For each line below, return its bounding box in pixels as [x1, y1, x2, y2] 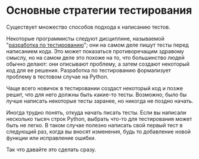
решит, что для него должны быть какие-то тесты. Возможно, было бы [6, 91, 187, 98]
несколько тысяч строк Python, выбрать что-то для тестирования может [6, 115, 192, 123]
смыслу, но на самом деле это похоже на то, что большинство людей [6, 54, 185, 61]
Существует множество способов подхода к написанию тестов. [6, 23, 171, 30]
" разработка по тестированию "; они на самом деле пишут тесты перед [6, 41, 189, 48]
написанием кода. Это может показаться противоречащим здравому [6, 47, 185, 54]
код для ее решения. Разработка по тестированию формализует [6, 66, 172, 74]
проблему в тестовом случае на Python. [6, 73, 109, 80]
